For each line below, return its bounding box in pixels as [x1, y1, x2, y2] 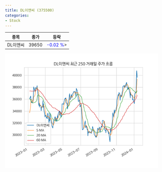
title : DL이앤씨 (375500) [5, 8, 54, 13]
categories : [5, 13, 29, 18]
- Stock [5, 18, 21, 23]
